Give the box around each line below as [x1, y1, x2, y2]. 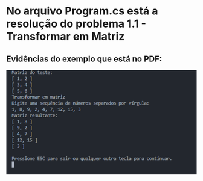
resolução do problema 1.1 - [6, 17, 147, 31]
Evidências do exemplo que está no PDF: [6, 54, 163, 64]
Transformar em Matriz [6, 30, 125, 43]
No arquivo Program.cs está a [6, 4, 158, 18]
